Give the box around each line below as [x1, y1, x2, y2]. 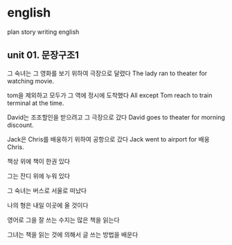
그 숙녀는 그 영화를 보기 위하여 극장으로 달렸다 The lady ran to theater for [7, 69, 208, 77]
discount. [7, 121, 34, 129]
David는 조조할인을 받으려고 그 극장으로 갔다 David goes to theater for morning [7, 112, 225, 121]
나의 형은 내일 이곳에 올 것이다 [7, 201, 89, 209]
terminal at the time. [7, 99, 64, 107]
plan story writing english [7, 28, 80, 36]
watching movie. [7, 77, 55, 85]
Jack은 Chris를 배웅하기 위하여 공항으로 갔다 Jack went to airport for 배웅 [7, 135, 210, 143]
